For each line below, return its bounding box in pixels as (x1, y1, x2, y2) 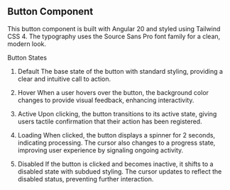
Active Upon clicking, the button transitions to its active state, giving (17, 109, 217, 118)
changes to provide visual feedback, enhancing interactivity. (17, 96, 195, 104)
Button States (7, 53, 48, 62)
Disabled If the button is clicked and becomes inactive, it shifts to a (17, 160, 214, 168)
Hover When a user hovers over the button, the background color (17, 88, 209, 96)
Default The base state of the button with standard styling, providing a (17, 67, 224, 75)
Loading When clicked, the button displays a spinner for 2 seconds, (17, 130, 215, 139)
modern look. (7, 39, 46, 48)
